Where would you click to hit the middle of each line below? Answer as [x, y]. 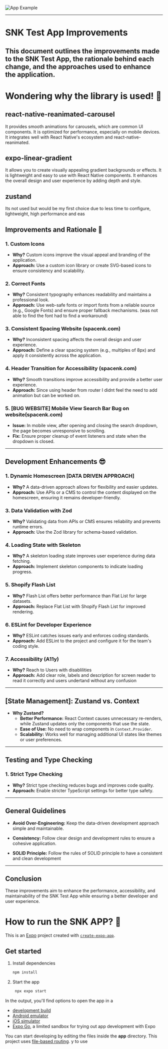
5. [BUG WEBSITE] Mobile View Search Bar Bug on [67, 408]
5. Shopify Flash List [30, 585]
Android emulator [30, 1015]
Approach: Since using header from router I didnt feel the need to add [85, 390]
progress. [22, 572]
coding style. [26, 646]
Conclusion [23, 879]
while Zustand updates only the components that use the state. [85, 724]
